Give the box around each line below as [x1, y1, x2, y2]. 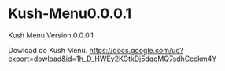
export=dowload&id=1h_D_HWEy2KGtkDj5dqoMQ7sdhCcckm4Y [8, 54, 217, 63]
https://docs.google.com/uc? [89, 45, 183, 55]
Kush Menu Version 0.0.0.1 [8, 30, 94, 40]
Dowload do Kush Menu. [8, 45, 88, 55]
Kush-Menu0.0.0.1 [8, 5, 132, 23]
